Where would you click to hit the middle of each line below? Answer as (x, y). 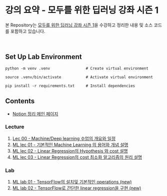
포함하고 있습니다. (28, 31)
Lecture (15, 127)
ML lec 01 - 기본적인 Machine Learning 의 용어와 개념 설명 (70, 145)
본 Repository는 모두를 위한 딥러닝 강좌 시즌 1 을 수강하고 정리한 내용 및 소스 (79, 25)
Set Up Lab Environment (43, 57)
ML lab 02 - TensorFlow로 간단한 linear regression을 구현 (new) (77, 188)
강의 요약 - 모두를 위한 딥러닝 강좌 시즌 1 (82, 10)
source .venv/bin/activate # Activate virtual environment (79, 77)
